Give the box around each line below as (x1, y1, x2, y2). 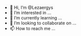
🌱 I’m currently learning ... (9, 15, 62, 20)
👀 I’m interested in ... (9, 10, 52, 16)
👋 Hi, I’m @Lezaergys (9, 5, 54, 10)
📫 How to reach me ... (9, 26, 55, 31)
